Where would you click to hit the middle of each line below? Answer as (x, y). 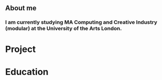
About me (21, 8)
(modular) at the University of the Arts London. (63, 28)
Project (21, 49)
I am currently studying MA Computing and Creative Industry (81, 22)
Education (27, 72)
